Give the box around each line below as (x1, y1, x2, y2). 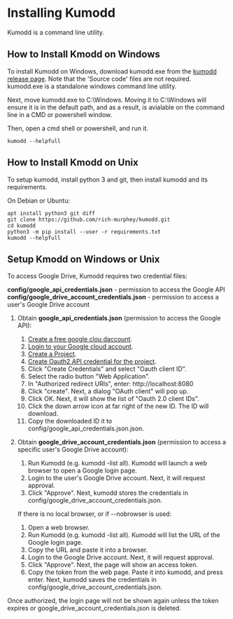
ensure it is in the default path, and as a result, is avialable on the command (7, 103, 225, 111)
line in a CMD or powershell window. (7, 110, 113, 118)
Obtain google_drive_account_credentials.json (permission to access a (17, 438, 226, 447)
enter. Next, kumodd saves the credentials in (27, 576, 157, 584)
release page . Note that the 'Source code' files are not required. (7, 74, 192, 83)
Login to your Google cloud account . (27, 342, 134, 351)
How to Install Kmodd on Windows (7, 48, 161, 60)
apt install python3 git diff (7, 210, 96, 217)
